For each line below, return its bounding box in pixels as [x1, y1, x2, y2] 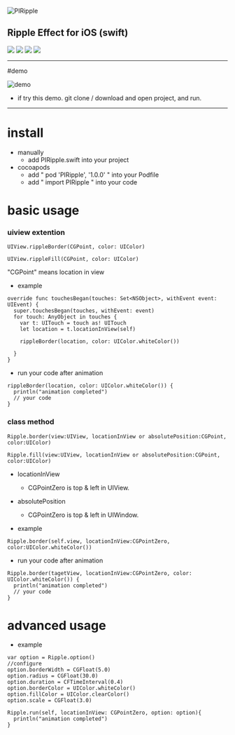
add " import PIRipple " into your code [27, 177, 138, 186]
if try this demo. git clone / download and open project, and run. [17, 93, 202, 102]
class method [7, 417, 55, 427]
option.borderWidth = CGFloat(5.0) [7, 666, 111, 673]
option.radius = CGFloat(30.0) [7, 673, 99, 680]
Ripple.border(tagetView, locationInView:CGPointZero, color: [7, 569, 192, 576]
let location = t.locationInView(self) [20, 326, 136, 333]
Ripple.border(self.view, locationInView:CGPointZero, [7, 537, 171, 545]
